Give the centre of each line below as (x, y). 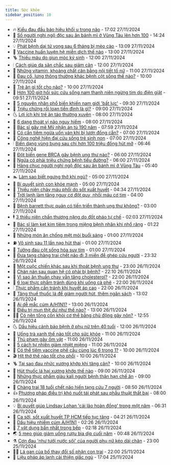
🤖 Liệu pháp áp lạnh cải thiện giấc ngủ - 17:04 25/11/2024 (73, 457)
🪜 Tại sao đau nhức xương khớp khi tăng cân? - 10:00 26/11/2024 (82, 363)
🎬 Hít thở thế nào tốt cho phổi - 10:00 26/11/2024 (64, 356)
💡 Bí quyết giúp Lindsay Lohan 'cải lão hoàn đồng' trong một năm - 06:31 (89, 405)
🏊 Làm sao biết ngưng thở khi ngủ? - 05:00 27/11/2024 (71, 176)
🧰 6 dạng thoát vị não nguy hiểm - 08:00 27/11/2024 (68, 122)
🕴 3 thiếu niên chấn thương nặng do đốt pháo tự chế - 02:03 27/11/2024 (88, 217)
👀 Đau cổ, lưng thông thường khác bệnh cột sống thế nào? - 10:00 (82, 76)
